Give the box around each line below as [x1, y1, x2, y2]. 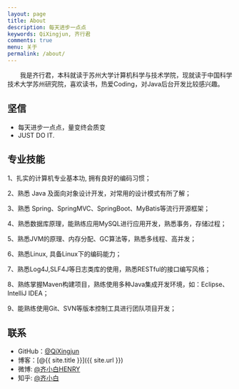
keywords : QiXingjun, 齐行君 [7, 30, 91, 38]
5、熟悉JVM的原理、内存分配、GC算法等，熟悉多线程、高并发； [7, 234, 197, 243]
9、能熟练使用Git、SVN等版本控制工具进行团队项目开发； [7, 304, 177, 313]
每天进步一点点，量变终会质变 [17, 123, 106, 131]
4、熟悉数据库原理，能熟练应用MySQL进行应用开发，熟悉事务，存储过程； [7, 219, 227, 228]
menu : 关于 [7, 44, 38, 51]
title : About [7, 17, 46, 24]
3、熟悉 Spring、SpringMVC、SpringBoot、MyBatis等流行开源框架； [7, 204, 210, 213]
